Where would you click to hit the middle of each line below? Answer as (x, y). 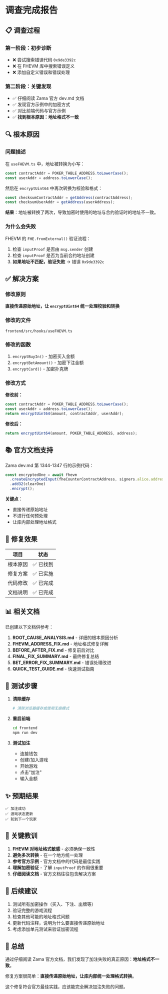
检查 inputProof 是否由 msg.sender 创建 (53, 249)
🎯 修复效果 (21, 539)
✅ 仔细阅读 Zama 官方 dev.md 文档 (48, 98)
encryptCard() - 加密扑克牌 (40, 368)
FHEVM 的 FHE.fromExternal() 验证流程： (48, 238)
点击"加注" (31, 772)
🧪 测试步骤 (21, 686)
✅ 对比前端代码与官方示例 (39, 111)
